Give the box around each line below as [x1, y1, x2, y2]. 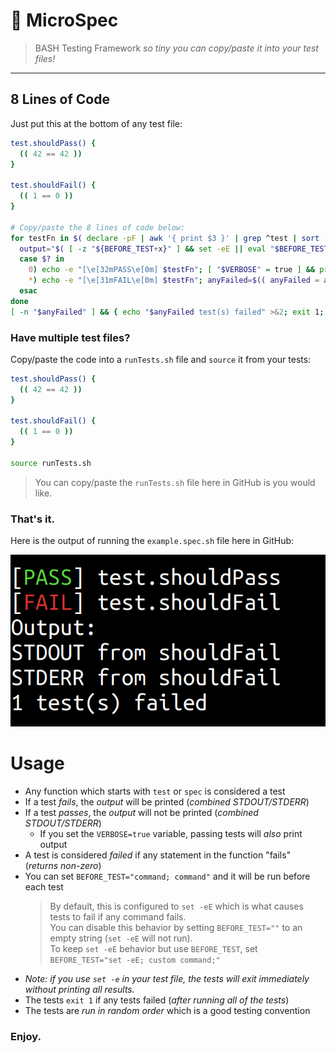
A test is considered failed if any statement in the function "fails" [24, 849, 292, 861]
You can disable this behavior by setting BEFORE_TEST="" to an [49, 921, 303, 933]
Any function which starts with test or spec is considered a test [24, 785, 286, 797]
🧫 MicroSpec [10, 9, 119, 32]
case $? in [19, 254, 65, 264]
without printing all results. [24, 983, 135, 995]
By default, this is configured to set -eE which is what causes [49, 900, 304, 912]
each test [24, 880, 64, 893]
